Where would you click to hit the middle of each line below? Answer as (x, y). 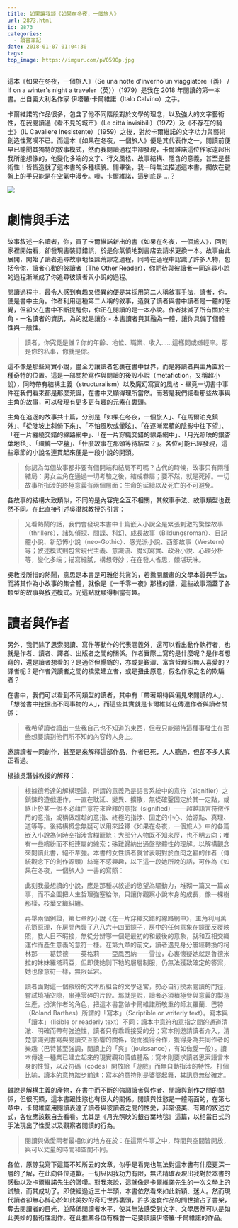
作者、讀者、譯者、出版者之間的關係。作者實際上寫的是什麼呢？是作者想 (125, 653)
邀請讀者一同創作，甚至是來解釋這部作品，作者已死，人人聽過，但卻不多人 (116, 751)
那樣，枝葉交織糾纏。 (56, 903)
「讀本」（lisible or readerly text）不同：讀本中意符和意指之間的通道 (123, 1022)
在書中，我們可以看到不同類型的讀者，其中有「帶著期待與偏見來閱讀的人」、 (118, 694)
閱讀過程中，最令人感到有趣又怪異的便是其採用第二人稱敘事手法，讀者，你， (119, 292)
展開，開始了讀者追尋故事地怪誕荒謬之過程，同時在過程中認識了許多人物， (116, 259)
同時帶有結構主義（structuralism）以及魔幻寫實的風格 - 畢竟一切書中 (123, 384)
